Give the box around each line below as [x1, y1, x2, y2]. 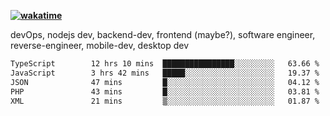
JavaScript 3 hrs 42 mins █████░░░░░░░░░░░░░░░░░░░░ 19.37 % [10, 68, 320, 78]
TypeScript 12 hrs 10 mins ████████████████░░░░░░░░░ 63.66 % [10, 59, 320, 69]
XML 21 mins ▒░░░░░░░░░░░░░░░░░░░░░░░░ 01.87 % [10, 96, 320, 106]
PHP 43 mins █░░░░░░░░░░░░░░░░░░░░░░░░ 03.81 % [10, 86, 320, 97]
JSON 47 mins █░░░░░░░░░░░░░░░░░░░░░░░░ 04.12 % [10, 77, 320, 87]
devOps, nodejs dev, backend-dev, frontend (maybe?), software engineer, [10, 29, 316, 40]
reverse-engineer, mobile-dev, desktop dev [10, 40, 190, 51]
